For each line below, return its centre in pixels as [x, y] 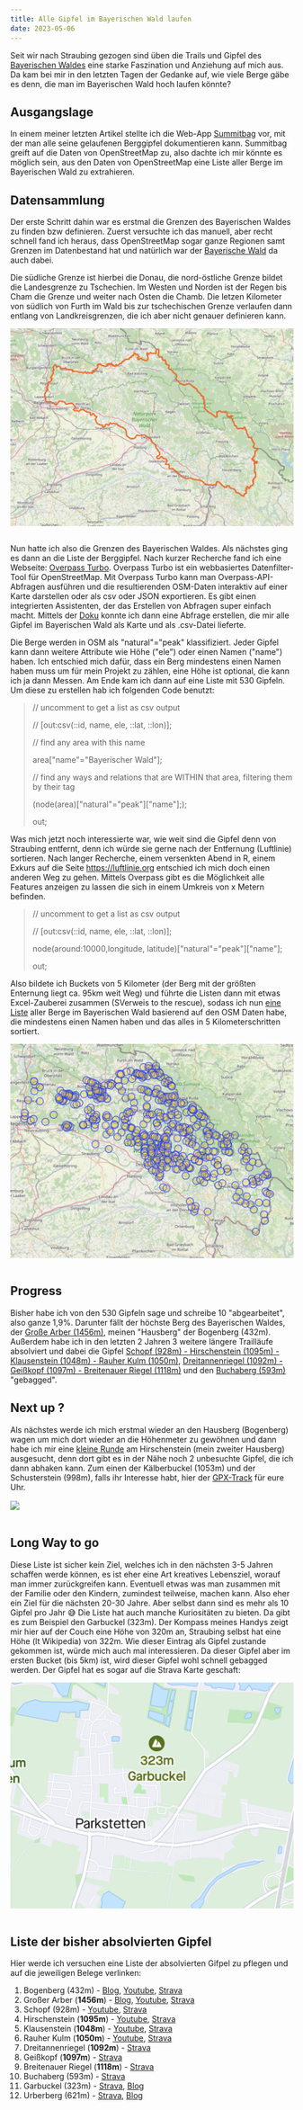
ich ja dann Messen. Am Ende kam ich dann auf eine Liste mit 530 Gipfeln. [148, 681]
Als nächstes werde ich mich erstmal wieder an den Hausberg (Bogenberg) [149, 1429]
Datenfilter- [272, 568]
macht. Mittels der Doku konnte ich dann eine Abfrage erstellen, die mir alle [150, 615]
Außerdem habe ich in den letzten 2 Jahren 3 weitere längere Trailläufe [142, 1341]
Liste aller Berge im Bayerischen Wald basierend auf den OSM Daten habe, [148, 1013]
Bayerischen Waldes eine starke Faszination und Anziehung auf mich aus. [147, 65]
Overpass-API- [245, 577]
